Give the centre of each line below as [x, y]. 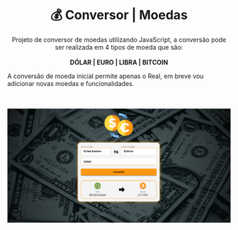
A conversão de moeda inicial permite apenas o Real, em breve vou [106, 76]
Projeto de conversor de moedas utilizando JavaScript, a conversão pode [119, 39]
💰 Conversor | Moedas [119, 15]
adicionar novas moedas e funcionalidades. [71, 83]
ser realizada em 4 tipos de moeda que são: [119, 47]
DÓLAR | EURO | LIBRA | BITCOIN [119, 62]
